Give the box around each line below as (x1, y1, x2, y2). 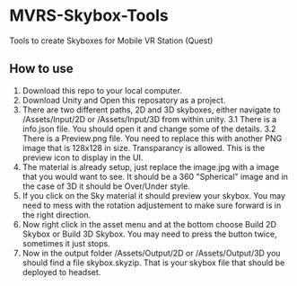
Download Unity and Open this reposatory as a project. (22, 94, 226, 105)
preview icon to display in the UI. (22, 152, 144, 163)
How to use (9, 61, 74, 76)
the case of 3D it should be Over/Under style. (22, 181, 190, 192)
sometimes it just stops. (22, 237, 110, 248)
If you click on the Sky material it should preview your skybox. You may (22, 190, 285, 201)
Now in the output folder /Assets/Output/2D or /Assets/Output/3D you (22, 247, 281, 258)
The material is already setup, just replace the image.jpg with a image (22, 161, 280, 172)
